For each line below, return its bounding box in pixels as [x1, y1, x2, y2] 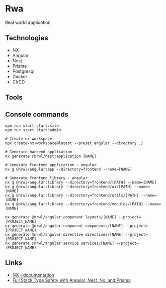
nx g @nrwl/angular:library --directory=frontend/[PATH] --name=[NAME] [5, 180, 157, 185]
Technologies [5, 34, 49, 42]
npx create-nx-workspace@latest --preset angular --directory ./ [5, 140, 143, 146]
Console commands [5, 110, 69, 118]
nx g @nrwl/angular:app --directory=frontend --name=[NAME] [5, 167, 133, 172]
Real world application [5, 19, 51, 25]
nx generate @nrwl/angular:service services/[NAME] [5, 241, 114, 246]
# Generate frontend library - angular [5, 175, 88, 181]
